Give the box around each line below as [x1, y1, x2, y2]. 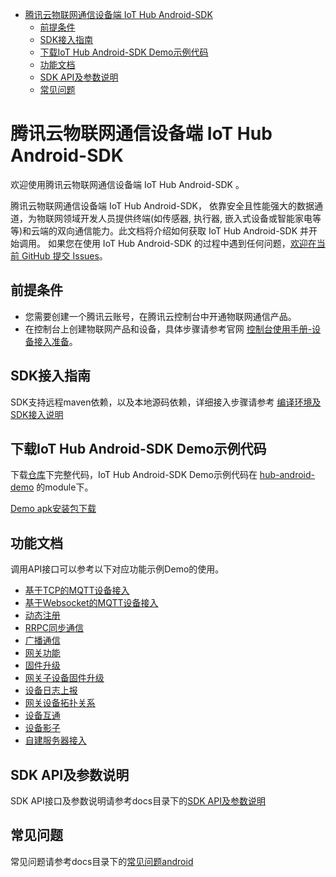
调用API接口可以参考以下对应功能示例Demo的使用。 [10, 563, 225, 575]
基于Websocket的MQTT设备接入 [24, 597, 159, 609]
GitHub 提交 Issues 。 [21, 249, 108, 262]
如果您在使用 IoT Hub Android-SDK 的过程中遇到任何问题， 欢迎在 [47, 237, 317, 249]
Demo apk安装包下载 [10, 503, 97, 515]
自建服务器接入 [24, 734, 87, 747]
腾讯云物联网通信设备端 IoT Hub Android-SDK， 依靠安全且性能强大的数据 [10, 199, 315, 212]
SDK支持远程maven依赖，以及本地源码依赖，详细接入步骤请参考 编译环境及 [10, 396, 322, 408]
